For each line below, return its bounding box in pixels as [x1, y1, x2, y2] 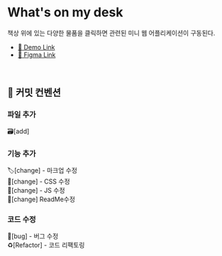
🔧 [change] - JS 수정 [7, 186, 65, 194]
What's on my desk [7, 4, 123, 21]
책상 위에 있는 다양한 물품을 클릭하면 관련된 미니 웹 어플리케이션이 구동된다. [7, 28, 216, 37]
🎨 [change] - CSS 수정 [7, 177, 70, 186]
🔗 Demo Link [17, 43, 55, 51]
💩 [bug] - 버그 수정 [7, 232, 59, 240]
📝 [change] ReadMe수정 [7, 195, 76, 203]
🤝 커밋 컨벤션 [7, 87, 62, 99]
